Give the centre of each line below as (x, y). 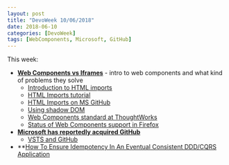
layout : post (26, 14)
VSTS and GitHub (53, 139)
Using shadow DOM (56, 110)
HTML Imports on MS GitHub (69, 102)
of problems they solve (50, 80)
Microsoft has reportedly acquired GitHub (79, 132)
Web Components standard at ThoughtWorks (92, 117)
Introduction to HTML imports (70, 88)
